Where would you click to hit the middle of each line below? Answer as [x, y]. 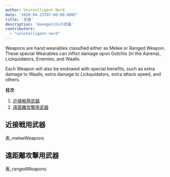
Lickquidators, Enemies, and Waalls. [43, 59]
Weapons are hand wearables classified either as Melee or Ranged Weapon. [85, 48]
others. [13, 80]
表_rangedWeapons [26, 169]
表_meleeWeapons [25, 138]
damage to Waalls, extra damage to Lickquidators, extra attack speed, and [83, 74]
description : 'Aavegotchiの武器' [39, 24]
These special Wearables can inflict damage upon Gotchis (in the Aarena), [83, 53]
